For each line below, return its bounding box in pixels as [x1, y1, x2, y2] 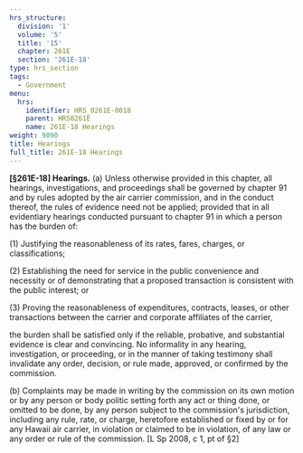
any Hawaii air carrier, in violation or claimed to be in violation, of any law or [9, 423, 291, 434]
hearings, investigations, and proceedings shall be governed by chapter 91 [9, 182, 288, 193]
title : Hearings [9, 139, 71, 148]
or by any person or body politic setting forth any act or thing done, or [9, 394, 270, 405]
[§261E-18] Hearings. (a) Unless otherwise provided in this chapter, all [9, 173, 273, 184]
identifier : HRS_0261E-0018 [25, 106, 131, 115]
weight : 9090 [9, 131, 59, 140]
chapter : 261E [17, 47, 71, 56]
